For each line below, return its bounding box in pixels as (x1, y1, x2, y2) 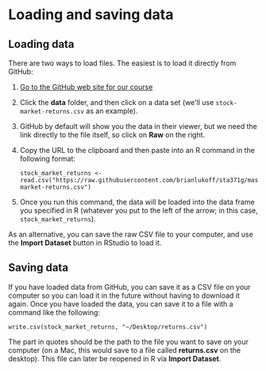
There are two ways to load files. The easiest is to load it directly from (8, 58, 237, 68)
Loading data (8, 37, 75, 51)
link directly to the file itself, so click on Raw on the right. (19, 130, 206, 139)
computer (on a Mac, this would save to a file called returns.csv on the (8, 345, 241, 355)
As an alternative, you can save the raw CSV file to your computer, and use (8, 229, 254, 239)
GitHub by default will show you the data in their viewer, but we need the (19, 122, 258, 131)
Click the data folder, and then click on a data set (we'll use (19, 98, 214, 107)
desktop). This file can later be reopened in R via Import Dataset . (8, 353, 222, 363)
